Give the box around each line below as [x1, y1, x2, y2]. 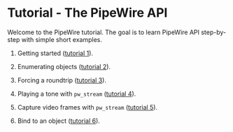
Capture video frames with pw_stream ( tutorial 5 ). [17, 103, 158, 111]
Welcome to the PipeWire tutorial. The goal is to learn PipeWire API [7, 28, 200, 36]
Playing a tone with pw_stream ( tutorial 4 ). [17, 89, 136, 98]
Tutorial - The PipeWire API [7, 5, 168, 21]
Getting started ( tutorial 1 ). [17, 49, 93, 57]
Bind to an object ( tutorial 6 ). [17, 117, 100, 125]
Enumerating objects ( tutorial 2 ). [17, 62, 111, 71]
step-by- [200, 28, 227, 36]
